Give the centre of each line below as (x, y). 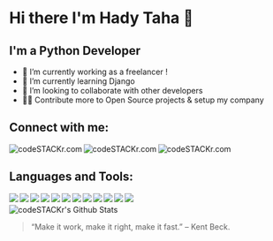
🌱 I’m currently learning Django (78, 81)
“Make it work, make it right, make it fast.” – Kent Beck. (130, 227)
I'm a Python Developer (75, 51)
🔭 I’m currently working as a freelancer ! (95, 72)
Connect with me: (59, 128)
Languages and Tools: (72, 177)
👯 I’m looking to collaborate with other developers (112, 90)
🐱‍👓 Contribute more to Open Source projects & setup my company (143, 100)
